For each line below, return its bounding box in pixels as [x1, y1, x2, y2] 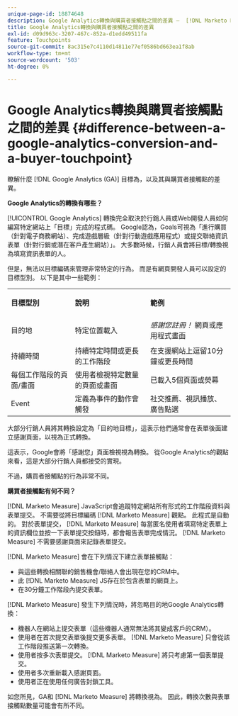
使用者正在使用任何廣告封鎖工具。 [17, 677, 118, 686]
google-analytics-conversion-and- [7, 135, 218, 151]
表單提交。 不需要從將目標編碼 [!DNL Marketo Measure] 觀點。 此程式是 [7, 510, 217, 519]
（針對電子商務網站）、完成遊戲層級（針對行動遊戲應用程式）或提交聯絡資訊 [7, 231, 228, 240]
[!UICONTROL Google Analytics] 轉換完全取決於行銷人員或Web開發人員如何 [7, 213, 229, 222]
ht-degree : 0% [7, 63, 50, 70]
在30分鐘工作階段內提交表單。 [17, 585, 107, 593]
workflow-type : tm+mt [7, 50, 72, 57]
